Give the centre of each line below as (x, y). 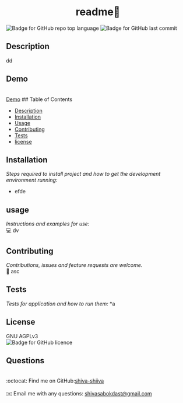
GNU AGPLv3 (22, 336)
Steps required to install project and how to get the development (83, 174)
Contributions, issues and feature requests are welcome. (74, 265)
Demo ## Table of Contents (39, 99)
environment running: (32, 180)
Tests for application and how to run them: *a (61, 304)
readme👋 (98, 12)
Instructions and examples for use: (48, 224)
